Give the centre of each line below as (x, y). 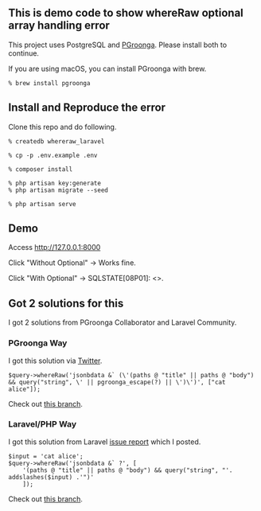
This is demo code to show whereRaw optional (126, 13)
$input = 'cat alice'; (46, 456)
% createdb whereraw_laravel (56, 141)
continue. (24, 53)
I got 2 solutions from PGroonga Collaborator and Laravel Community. (123, 322)
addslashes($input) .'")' (51, 477)
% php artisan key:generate (55, 183)
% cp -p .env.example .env (53, 155)
